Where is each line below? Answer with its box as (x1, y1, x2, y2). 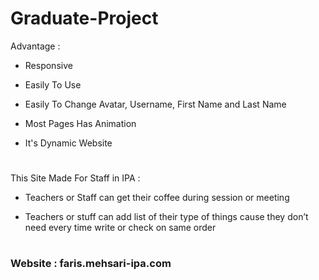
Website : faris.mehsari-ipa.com (10, 257, 172, 271)
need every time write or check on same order (24, 222, 217, 234)
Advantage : (10, 40, 61, 52)
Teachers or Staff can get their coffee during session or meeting (24, 192, 290, 204)
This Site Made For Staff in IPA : (10, 172, 141, 184)
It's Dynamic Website (24, 137, 113, 149)
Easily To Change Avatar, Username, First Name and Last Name (24, 98, 287, 110)
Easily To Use (24, 78, 82, 91)
